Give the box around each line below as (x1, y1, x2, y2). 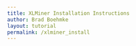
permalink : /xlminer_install (7, 28, 90, 36)
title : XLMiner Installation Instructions (7, 9, 130, 17)
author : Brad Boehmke (7, 16, 69, 23)
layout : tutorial (7, 22, 57, 29)
